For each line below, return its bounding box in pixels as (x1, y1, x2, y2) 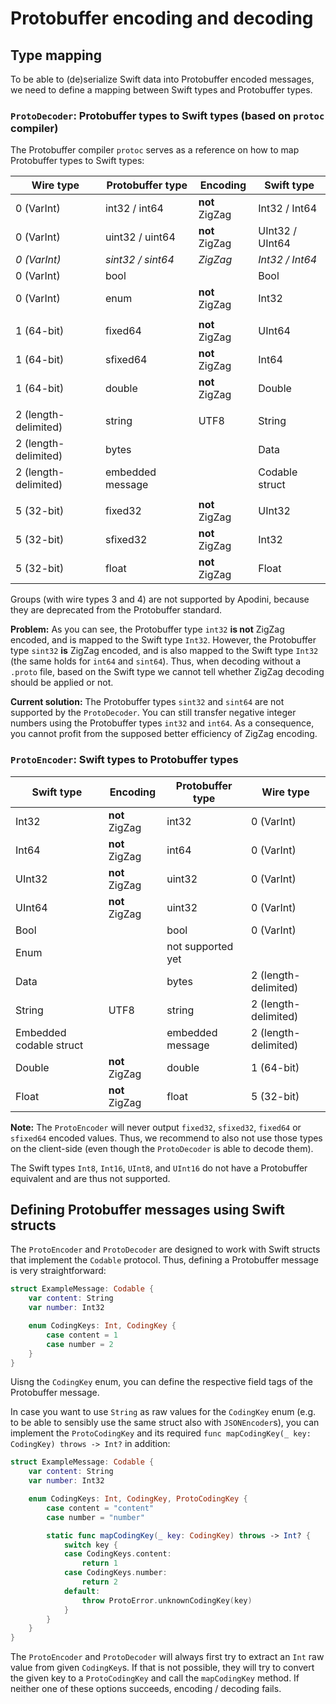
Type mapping (10, 47, 102, 64)
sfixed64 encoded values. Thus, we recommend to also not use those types (10, 1132, 323, 1144)
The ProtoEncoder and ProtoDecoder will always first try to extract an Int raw (10, 1651, 325, 1663)
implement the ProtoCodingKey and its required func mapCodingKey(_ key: (10, 1427, 312, 1439)
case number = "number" (46, 1512, 145, 1522)
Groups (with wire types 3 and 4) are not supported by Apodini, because (10, 593, 310, 606)
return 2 (81, 1577, 118, 1587)
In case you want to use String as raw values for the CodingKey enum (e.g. (10, 1406, 317, 1418)
